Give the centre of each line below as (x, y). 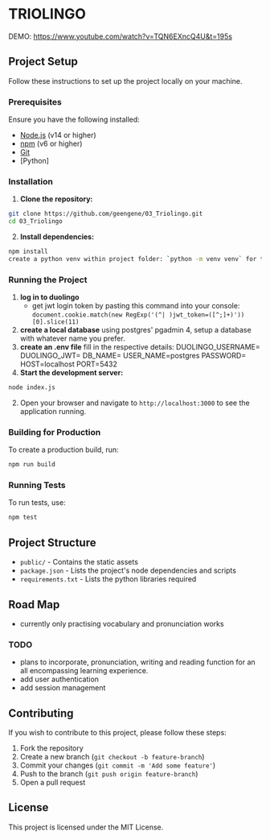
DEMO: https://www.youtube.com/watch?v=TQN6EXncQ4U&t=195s (121, 36)
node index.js (32, 387)
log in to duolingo (49, 297)
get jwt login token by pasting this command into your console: (136, 306)
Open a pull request (53, 783)
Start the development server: (72, 373)
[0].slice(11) (55, 322)
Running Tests (37, 486)
